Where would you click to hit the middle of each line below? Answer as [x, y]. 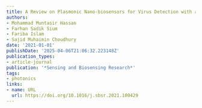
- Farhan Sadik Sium [32, 28]
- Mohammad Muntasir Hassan [41, 23]
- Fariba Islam [25, 34]
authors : [17, 17]
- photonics [21, 79]
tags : [13, 73]
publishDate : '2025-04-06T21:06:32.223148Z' [63, 51]
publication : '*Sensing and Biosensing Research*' [71, 67]
